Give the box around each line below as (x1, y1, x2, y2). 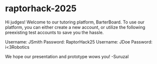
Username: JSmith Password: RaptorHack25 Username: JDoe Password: (5, 39, 153, 44)
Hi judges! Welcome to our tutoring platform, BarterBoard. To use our (5, 19, 145, 25)
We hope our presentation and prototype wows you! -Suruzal (5, 53, 129, 59)
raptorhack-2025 (5, 3, 77, 14)
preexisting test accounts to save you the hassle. (5, 29, 104, 35)
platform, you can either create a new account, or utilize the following (5, 24, 146, 30)
